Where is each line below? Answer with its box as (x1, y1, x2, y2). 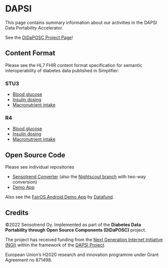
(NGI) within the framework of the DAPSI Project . (5, 242, 106, 248)
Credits (5, 208, 29, 217)
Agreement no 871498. (5, 257, 52, 263)
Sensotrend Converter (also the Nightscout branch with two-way (12, 174, 146, 180)
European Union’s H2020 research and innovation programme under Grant (5, 252, 159, 258)
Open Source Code (5, 151, 65, 159)
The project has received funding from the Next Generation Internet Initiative (5, 237, 163, 243)
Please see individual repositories (5, 164, 74, 170)
